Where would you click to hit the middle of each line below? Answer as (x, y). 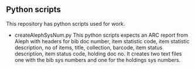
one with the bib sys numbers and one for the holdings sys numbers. (97, 60)
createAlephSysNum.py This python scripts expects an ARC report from (101, 35)
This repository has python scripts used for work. (66, 23)
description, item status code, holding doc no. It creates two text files (98, 54)
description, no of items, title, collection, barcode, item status (88, 47)
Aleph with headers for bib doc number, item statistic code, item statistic (102, 41)
